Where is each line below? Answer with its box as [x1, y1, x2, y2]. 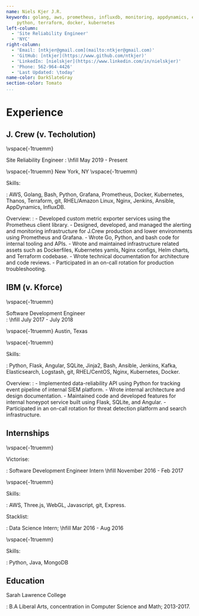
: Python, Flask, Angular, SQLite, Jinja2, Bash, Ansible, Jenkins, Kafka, [6, 362, 178, 369]
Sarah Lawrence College [6, 592, 66, 599]
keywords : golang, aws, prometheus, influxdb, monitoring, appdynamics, [6, 14, 190, 20]
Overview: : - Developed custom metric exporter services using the [6, 215, 171, 222]
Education [6, 576, 45, 586]
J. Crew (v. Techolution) [6, 129, 96, 139]
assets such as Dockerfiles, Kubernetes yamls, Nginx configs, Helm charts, [6, 246, 190, 254]
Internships [6, 428, 50, 438]
